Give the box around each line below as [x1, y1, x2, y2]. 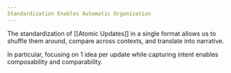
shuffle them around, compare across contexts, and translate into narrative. [7, 36, 225, 45]
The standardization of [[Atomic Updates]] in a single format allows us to [7, 29, 216, 38]
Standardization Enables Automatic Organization [7, 10, 151, 17]
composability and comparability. [7, 57, 103, 66]
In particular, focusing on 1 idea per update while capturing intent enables [7, 50, 218, 58]
